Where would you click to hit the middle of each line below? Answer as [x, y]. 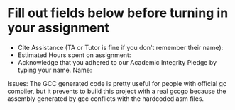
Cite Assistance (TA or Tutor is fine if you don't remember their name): [120, 47]
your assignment [59, 28]
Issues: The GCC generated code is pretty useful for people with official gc [117, 83]
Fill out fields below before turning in [118, 13]
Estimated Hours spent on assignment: [74, 55]
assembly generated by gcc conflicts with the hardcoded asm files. [106, 98]
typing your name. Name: [55, 70]
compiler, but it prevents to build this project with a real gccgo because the [117, 91]
